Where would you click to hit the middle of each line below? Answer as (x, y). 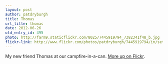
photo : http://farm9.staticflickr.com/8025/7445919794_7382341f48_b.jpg (82, 38)
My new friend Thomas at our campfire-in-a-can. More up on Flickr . (75, 56)
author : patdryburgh (27, 14)
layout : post (19, 10)
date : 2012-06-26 (23, 28)
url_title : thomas (24, 24)
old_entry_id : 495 (24, 33)
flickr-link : (19, 42)
